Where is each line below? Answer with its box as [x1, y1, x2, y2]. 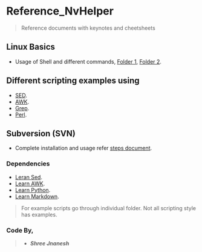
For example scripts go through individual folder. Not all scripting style [21, 204, 197, 211]
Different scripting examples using [6, 76, 140, 86]
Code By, [6, 226, 34, 234]
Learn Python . [15, 186, 51, 193]
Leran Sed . [15, 173, 42, 181]
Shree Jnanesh [30, 239, 70, 247]
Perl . [15, 111, 27, 118]
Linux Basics [6, 42, 56, 52]
